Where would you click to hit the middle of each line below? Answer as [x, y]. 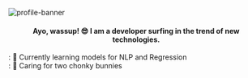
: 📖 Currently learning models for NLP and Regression [98, 57]
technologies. [136, 39]
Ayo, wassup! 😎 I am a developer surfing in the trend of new [136, 31]
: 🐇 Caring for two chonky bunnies [66, 66]
